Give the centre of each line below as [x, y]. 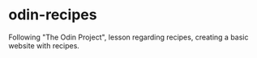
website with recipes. [44, 45]
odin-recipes [53, 15]
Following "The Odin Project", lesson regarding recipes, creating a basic [128, 37]
